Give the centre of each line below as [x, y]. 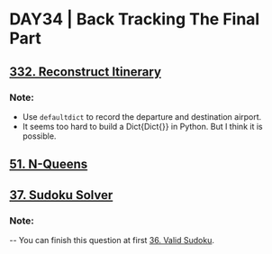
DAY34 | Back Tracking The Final [135, 19]
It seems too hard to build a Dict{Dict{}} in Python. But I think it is [142, 126]
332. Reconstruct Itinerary [86, 72]
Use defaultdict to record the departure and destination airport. [142, 116]
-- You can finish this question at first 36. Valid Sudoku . [112, 240]
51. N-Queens [49, 164]
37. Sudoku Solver [61, 195]
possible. [39, 136]
